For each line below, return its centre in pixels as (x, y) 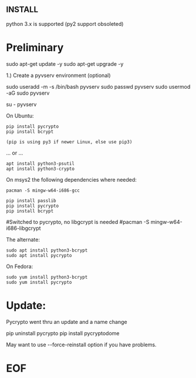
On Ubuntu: (20, 116)
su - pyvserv (21, 104)
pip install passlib (31, 200)
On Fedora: (20, 266)
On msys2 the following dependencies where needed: (71, 179)
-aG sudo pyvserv (28, 93)
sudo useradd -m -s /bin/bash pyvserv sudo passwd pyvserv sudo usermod (98, 86)
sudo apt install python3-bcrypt (47, 250)
